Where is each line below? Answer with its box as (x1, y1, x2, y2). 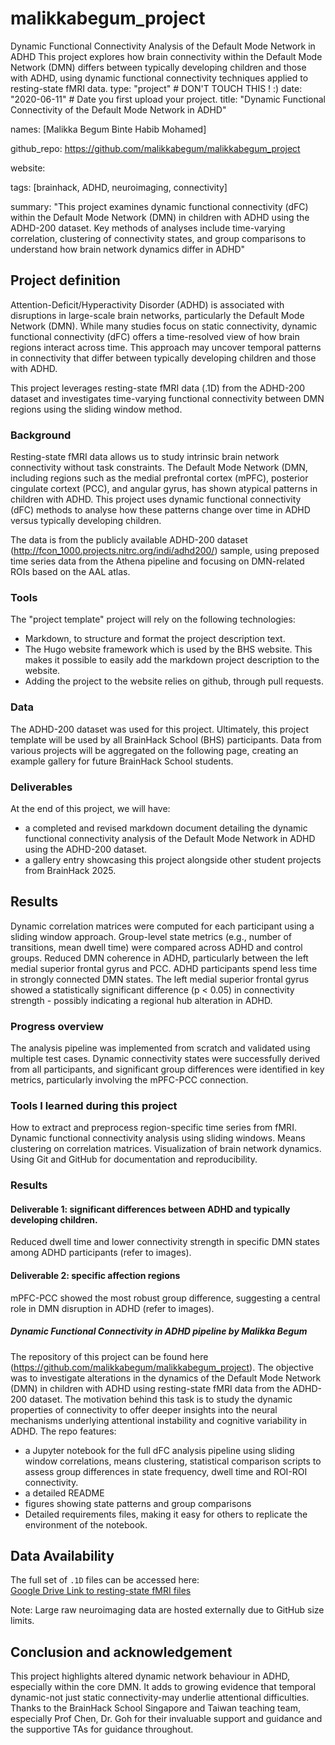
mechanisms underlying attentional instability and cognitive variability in (10, 1414, 307, 1426)
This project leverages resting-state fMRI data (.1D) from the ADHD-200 (10, 382, 306, 394)
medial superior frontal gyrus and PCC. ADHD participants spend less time (10, 962, 318, 974)
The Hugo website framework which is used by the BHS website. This (24, 643, 313, 656)
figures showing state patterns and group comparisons (24, 1497, 252, 1509)
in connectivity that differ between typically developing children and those (10, 352, 317, 364)
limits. (10, 1615, 35, 1627)
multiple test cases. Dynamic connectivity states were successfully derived (10, 1053, 321, 1065)
